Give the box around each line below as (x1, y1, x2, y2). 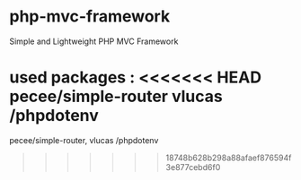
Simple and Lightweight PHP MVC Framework (9, 36, 179, 47)
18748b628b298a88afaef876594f (165, 152, 292, 163)
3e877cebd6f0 (165, 161, 221, 172)
